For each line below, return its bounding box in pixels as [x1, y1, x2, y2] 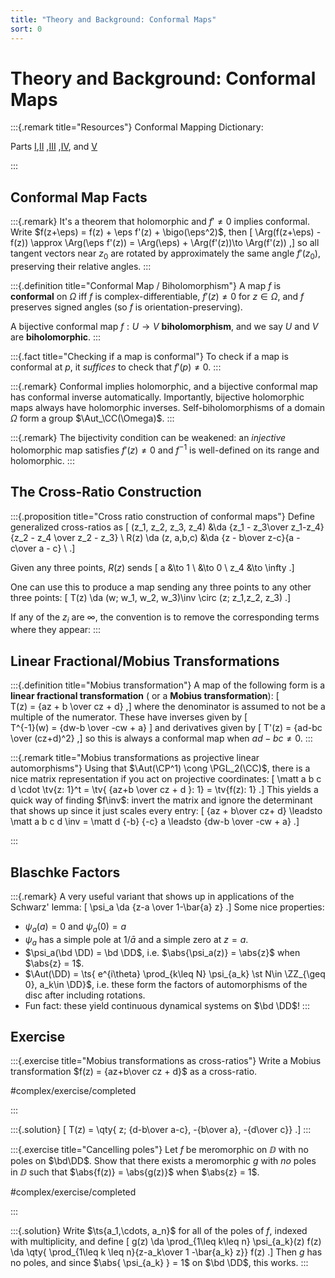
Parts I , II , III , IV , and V [10, 141, 98, 153]
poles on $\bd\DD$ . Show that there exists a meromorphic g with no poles [10, 1155, 317, 1167]
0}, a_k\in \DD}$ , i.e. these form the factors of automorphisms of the [24, 978, 308, 990]
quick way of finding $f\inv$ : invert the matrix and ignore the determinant [10, 794, 313, 806]
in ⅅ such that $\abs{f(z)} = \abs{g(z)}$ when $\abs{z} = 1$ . [10, 1166, 260, 1178]
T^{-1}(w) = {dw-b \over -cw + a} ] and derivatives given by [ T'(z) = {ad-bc [10, 722, 323, 734]
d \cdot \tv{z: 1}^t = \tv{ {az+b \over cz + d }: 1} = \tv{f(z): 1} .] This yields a [10, 784, 319, 796]
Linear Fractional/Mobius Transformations [10, 652, 280, 670]
